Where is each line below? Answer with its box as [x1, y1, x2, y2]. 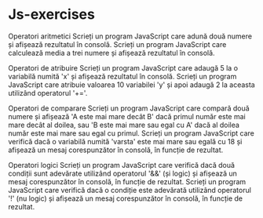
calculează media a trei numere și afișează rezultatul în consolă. [8, 48, 215, 57]
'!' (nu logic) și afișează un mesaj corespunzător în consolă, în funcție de [8, 194, 243, 203]
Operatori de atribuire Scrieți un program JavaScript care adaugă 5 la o [8, 63, 238, 72]
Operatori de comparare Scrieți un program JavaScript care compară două [8, 104, 250, 113]
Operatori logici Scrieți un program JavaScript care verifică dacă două [8, 160, 236, 169]
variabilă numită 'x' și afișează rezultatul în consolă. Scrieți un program [8, 71, 237, 81]
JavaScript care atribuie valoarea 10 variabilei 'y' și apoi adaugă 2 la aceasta [8, 80, 255, 89]
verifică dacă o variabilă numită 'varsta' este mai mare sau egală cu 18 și [8, 136, 243, 146]
